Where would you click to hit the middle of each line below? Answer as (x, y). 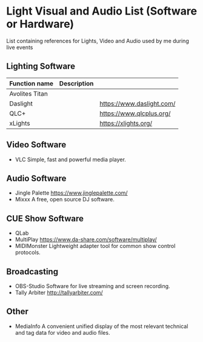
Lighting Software (41, 66)
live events (20, 47)
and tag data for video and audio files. (62, 332)
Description (76, 83)
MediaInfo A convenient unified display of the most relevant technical (101, 326)
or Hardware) (40, 24)
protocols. (28, 252)
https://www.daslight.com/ (138, 103)
